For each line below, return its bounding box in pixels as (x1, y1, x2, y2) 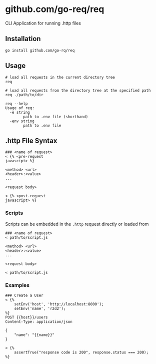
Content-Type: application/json (5, 319, 72, 324)
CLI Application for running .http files (5, 20, 81, 26)
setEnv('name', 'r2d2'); (14, 306, 66, 311)
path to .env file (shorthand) (23, 114, 88, 119)
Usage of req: (5, 105, 35, 111)
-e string (9, 110, 30, 115)
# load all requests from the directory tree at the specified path (5, 88, 151, 93)
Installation (5, 35, 41, 43)
